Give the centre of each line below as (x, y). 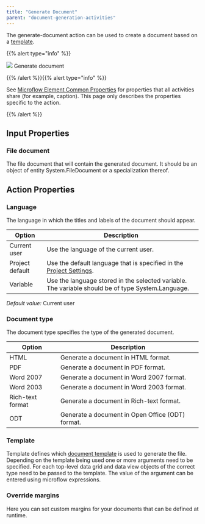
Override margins (33, 495)
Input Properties (38, 133)
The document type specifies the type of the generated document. (90, 332)
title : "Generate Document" (42, 12)
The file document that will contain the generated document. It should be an (102, 164)
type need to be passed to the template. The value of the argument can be (100, 473)
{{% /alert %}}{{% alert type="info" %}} (56, 77)
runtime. (17, 515)
